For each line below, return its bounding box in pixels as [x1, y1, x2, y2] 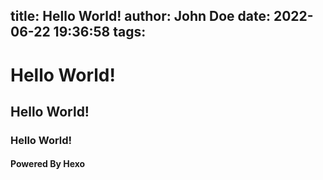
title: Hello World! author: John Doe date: [10, 8, 271, 25]
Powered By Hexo [10, 158, 86, 170]
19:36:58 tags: [53, 24, 147, 41]
